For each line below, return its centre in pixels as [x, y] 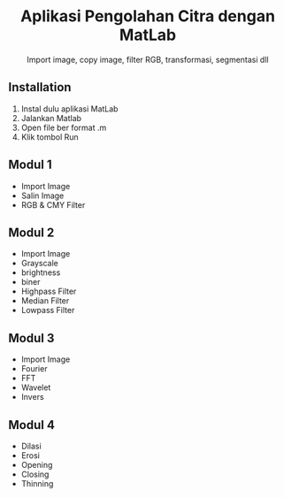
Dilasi [31, 446]
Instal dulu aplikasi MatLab [69, 109]
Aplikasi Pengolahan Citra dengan [148, 16]
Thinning [37, 483]
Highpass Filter [49, 291]
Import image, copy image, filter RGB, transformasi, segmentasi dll [148, 59]
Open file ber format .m [64, 127]
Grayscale [39, 264]
